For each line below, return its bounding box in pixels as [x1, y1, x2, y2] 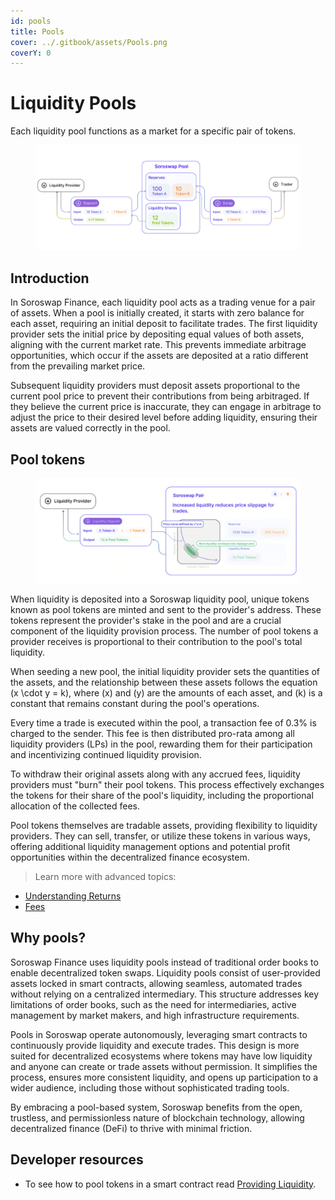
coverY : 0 [10, 48, 52, 58]
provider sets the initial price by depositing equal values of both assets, [10, 328, 305, 340]
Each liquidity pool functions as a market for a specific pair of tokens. [10, 125, 297, 137]
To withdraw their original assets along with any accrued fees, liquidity [10, 768, 301, 780]
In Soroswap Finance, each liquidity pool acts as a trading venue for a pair [10, 296, 316, 309]
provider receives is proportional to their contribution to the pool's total [10, 635, 303, 647]
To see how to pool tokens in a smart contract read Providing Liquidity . [24, 1178, 317, 1190]
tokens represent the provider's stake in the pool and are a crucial [10, 614, 282, 626]
